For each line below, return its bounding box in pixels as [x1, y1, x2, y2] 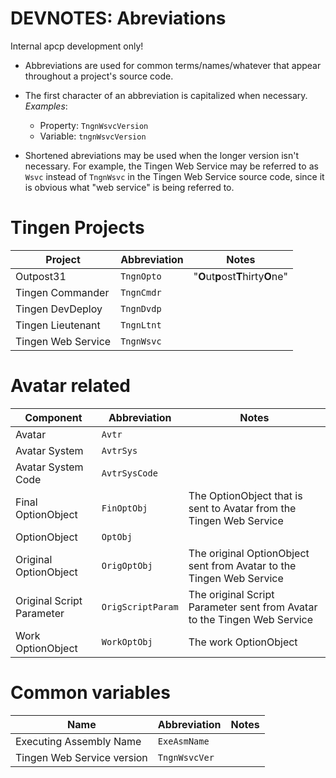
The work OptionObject [188, 635, 298, 649]
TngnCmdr [120, 287, 162, 298]
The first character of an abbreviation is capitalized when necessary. [24, 89, 308, 101]
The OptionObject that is [188, 488, 303, 502]
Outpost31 [15, 269, 67, 283]
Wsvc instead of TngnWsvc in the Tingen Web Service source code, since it [24, 170, 325, 182]
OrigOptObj [101, 560, 153, 571]
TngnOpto [120, 270, 162, 282]
